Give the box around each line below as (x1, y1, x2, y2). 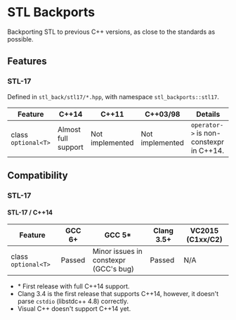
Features (7, 56, 47, 68)
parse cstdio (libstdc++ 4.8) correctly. (17, 297, 129, 306)
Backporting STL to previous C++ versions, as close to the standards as (7, 27, 216, 36)
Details (196, 109, 221, 119)
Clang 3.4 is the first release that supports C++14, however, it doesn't (17, 290, 219, 298)
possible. (7, 34, 34, 43)
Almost (57, 124, 81, 134)
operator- (190, 121, 224, 129)
